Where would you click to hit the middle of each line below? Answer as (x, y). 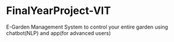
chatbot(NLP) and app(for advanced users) (58, 33)
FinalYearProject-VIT (58, 11)
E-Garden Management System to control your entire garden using (87, 27)
